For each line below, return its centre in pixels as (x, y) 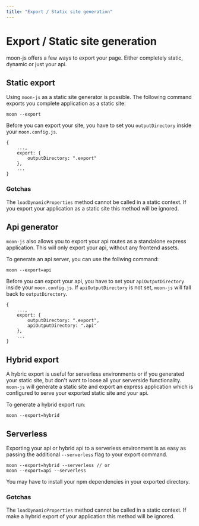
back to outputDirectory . (37, 294)
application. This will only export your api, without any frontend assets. (93, 247)
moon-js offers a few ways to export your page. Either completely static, (94, 58)
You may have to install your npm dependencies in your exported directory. (98, 482)
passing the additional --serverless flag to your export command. (87, 454)
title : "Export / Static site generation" (59, 12)
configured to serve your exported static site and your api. (77, 393)
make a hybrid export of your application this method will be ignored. (91, 516)
